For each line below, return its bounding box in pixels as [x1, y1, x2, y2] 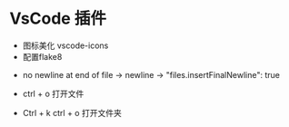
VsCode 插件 [9, 8, 107, 29]
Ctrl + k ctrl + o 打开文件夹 [22, 107, 123, 118]
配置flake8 [22, 51, 63, 62]
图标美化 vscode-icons [22, 40, 109, 51]
